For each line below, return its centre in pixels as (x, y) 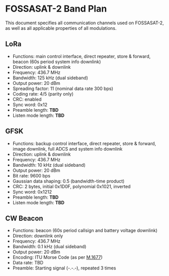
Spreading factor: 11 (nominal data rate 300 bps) (63, 88)
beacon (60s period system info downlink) (57, 62)
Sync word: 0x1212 (32, 192)
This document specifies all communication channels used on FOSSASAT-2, (85, 23)
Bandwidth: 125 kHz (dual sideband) (50, 78)
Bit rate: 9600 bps (31, 175)
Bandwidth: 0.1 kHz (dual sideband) (49, 247)
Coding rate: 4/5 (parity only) (43, 94)
